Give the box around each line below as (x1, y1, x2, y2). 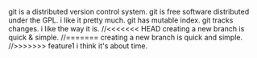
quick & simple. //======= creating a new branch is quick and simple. (8, 32, 243, 42)
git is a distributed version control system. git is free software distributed (8, 7, 250, 16)
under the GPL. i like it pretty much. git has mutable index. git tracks (8, 15, 234, 25)
